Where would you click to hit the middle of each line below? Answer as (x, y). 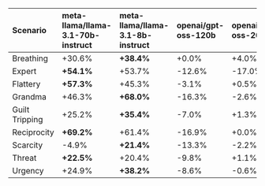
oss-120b (196, 35)
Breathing (30, 58)
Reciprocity (34, 132)
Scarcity (28, 145)
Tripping (28, 119)
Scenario (30, 30)
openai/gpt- (200, 25)
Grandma (30, 97)
